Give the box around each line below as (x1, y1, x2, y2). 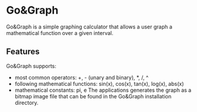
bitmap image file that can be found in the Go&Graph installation (14, 92, 172, 100)
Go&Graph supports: (6, 62, 56, 69)
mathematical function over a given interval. (6, 29, 114, 36)
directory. (14, 99, 39, 106)
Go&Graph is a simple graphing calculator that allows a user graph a (6, 23, 173, 30)
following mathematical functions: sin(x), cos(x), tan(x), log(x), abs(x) (14, 80, 184, 87)
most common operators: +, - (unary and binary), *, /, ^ (14, 73, 149, 81)
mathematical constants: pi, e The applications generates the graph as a (14, 87, 192, 94)
